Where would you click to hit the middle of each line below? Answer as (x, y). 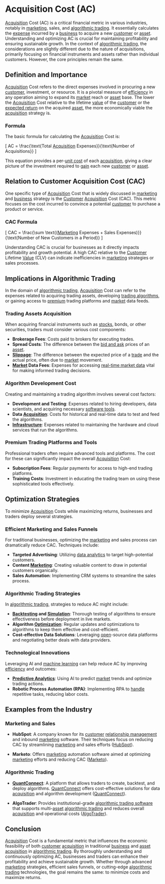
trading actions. (28, 683)
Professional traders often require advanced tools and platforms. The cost (80, 453)
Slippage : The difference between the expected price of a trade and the (85, 355)
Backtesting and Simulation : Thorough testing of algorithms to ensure (84, 614)
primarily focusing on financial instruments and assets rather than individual (82, 54)
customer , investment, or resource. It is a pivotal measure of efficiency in (79, 92)
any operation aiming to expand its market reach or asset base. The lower (80, 97)
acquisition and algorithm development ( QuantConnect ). (69, 793)
